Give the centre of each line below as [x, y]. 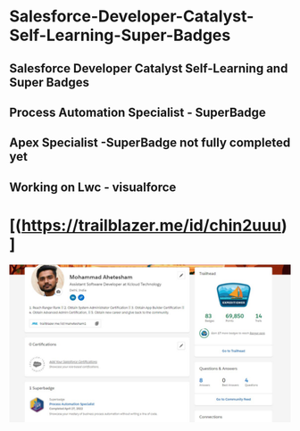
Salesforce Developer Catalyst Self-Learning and [149, 68]
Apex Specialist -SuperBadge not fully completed [150, 143]
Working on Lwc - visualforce [93, 187]
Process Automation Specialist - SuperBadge [137, 112]
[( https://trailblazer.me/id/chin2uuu [146, 225]
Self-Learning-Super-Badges [120, 35]
